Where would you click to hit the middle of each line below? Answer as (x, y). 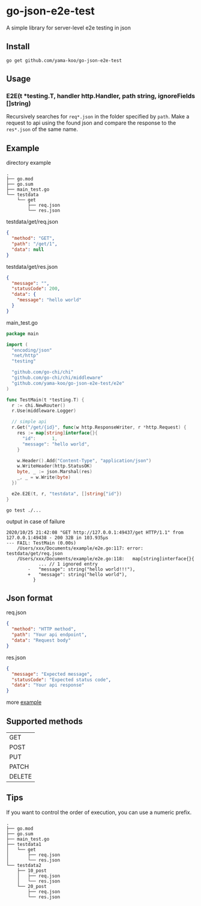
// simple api (29, 422)
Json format (29, 598)
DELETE (20, 776)
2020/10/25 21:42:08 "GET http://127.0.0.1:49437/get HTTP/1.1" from (95, 532)
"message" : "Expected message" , (52, 674)
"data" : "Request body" (41, 641)
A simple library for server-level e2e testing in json (68, 28)
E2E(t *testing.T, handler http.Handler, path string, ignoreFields (101, 96)
